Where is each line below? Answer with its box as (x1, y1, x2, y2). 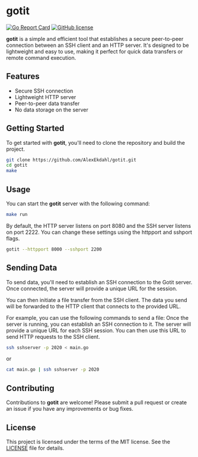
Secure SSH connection (14, 87, 74, 94)
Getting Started (6, 123, 65, 134)
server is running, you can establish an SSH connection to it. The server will (6, 320, 191, 328)
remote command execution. (6, 54, 76, 61)
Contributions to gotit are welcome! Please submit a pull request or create (6, 399, 187, 406)
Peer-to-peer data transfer (14, 100, 80, 107)
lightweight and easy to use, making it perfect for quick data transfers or (6, 47, 183, 55)
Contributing (6, 383, 55, 393)
